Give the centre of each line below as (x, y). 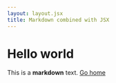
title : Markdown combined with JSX (58, 20)
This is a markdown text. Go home (56, 73)
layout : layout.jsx (35, 13)
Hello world (41, 54)
